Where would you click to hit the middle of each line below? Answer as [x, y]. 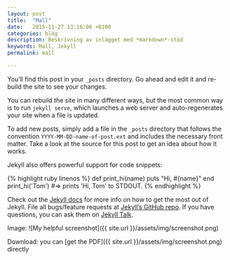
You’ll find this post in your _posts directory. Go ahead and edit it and [107, 79]
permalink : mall [31, 53]
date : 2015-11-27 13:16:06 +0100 [59, 27]
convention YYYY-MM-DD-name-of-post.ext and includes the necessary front [115, 136]
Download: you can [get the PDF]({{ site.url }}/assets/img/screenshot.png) [115, 241]
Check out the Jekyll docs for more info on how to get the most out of [108, 199]
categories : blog [33, 33]
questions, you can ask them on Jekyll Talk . [70, 214]
